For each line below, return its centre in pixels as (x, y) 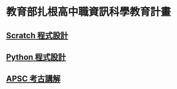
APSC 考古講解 (33, 79)
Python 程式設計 (36, 57)
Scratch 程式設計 (37, 35)
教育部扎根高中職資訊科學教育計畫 (89, 12)
